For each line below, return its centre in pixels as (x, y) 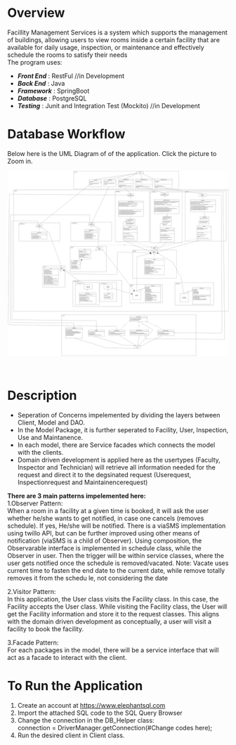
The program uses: (35, 62)
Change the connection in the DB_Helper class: (86, 720)
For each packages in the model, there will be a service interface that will (113, 650)
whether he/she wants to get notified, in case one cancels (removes (106, 519)
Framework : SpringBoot (53, 91)
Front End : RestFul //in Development (71, 76)
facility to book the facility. (46, 629)
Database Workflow (66, 134)
